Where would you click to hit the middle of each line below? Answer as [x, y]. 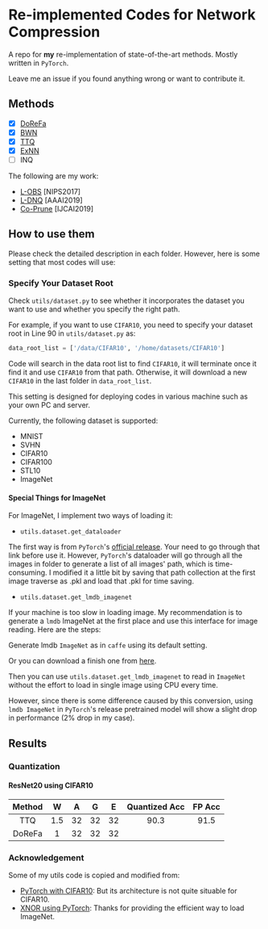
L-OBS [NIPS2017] [50, 192]
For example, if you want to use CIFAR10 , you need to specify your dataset [131, 325]
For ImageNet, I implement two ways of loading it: [91, 516]
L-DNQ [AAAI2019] [51, 200]
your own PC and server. [49, 405]
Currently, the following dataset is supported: [83, 421]
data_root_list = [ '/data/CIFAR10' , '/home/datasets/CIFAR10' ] [117, 349]
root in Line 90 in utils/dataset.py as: [72, 333]
